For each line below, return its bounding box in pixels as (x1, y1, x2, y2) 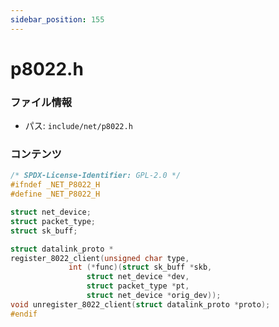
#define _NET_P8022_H (10, 189, 101, 200)
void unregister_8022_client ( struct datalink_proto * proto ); (10, 299, 271, 310)
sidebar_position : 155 (10, 14, 105, 25)
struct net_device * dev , (86, 272, 190, 282)
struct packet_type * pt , (86, 281, 190, 291)
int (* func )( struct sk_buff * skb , (68, 262, 213, 273)
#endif (10, 309, 38, 319)
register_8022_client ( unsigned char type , (10, 253, 190, 263)
